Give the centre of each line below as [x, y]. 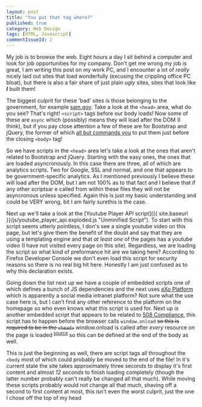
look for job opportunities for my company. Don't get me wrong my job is [96, 63]
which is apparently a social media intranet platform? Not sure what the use [100, 295]
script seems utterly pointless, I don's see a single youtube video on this [96, 226]
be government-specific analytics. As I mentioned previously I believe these [100, 176]
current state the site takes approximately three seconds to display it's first [99, 365]
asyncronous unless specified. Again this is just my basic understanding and [101, 195]
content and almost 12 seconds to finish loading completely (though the [95, 372]
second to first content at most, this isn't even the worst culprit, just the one [100, 391]
